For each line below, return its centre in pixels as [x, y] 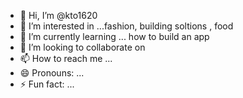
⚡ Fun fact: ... [47, 84]
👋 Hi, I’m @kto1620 [58, 15]
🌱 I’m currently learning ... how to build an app [114, 36]
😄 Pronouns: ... [52, 73]
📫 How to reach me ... [66, 58]
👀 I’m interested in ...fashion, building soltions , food [126, 26]
